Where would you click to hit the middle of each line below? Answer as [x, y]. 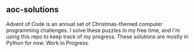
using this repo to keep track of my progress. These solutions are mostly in [97, 36]
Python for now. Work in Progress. [48, 43]
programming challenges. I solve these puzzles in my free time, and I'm [93, 30]
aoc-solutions [33, 10]
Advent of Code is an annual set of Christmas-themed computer [84, 24]
